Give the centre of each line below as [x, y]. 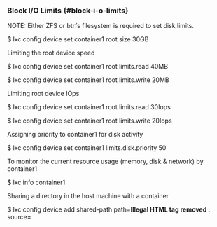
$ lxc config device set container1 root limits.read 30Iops [89, 107]
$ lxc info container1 [36, 183]
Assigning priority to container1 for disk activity [75, 135]
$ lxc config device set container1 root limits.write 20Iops [90, 121]
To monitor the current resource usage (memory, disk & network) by [105, 161]
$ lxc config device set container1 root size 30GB [78, 39]
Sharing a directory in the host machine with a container [88, 196]
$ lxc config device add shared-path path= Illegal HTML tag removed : [109, 209]
